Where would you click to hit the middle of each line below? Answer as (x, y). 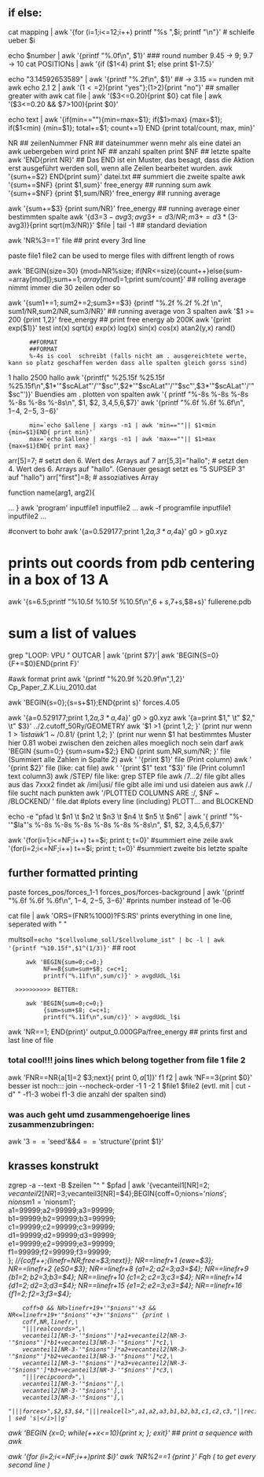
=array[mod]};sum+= (42, 279)
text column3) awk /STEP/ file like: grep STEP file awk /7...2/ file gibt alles (127, 776)
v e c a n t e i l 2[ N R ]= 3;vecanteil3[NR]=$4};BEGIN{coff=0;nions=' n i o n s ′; (117, 1193)
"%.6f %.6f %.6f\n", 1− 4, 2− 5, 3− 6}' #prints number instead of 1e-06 (120, 901)
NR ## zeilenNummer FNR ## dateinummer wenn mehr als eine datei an (125, 143)
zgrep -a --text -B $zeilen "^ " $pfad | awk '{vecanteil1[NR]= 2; (109, 1185)
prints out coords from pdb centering (132, 563)
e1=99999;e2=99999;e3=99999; (62, 1243)
